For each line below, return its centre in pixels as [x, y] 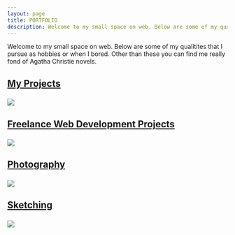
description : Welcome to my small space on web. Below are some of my [112, 27]
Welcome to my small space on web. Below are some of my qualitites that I [115, 47]
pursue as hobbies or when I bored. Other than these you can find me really [116, 54]
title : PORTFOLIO [33, 20]
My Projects [34, 84]
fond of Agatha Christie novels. [52, 62]
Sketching [30, 205]
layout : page [26, 14]
